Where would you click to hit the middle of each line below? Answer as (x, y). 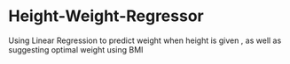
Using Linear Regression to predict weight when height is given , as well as (145, 40)
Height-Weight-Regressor (106, 16)
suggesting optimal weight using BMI (76, 49)
